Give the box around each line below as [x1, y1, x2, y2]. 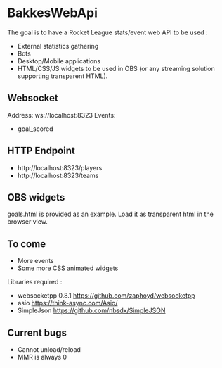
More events [17, 257, 54, 265]
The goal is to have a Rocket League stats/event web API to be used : [7, 28, 209, 37]
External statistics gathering [17, 42, 99, 50]
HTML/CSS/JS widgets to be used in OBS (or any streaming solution [17, 64, 216, 72]
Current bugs [7, 326, 67, 338]
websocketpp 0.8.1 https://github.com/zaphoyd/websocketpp [17, 291, 195, 300]
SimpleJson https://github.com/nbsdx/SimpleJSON [17, 306, 166, 315]
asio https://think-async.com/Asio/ [17, 299, 118, 307]
